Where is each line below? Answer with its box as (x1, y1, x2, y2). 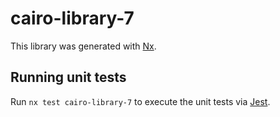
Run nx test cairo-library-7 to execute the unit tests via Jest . (10, 95, 271, 107)
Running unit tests (10, 69, 127, 86)
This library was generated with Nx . (10, 40, 157, 52)
